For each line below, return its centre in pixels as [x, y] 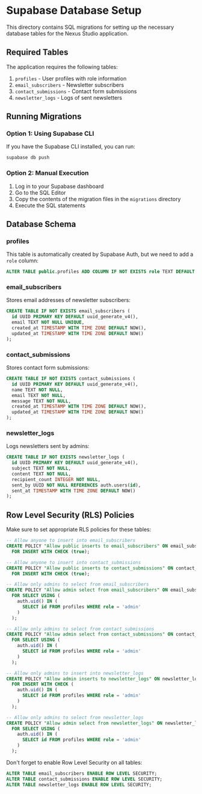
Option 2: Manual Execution [47, 173]
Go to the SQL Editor [40, 192]
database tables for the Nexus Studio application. [67, 33]
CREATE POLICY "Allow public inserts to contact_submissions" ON [90, 568]
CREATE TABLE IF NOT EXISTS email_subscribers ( [68, 311]
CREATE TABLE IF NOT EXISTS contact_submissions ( [71, 379]
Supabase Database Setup [74, 11]
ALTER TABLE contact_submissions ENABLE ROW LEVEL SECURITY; [84, 779]
